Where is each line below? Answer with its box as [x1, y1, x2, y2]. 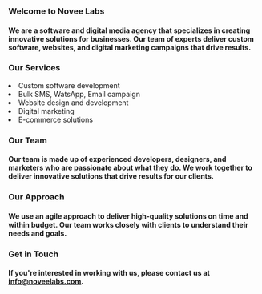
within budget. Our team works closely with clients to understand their [8, 219, 248, 229]
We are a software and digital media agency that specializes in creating [8, 26, 251, 35]
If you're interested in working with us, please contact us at [8, 268, 211, 278]
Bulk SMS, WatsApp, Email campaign [18, 89, 140, 99]
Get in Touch [8, 248, 59, 260]
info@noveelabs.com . [8, 276, 84, 286]
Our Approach [8, 191, 65, 203]
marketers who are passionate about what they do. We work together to [8, 163, 252, 173]
